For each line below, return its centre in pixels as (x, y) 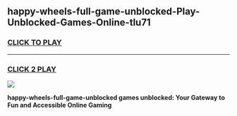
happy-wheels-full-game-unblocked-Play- (104, 12)
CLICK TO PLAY (35, 43)
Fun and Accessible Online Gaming (60, 105)
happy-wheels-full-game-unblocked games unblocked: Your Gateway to (116, 97)
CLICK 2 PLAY (32, 69)
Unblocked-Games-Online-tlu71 (79, 23)
